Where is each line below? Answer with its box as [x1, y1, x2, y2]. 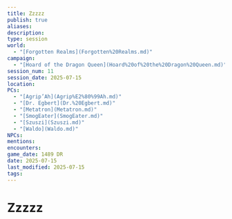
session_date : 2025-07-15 [7, 74, 81, 81]
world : [7, 42, 26, 49]
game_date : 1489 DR [7, 151, 64, 158]
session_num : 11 [7, 67, 54, 74]
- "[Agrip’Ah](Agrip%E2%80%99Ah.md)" [13, 94, 122, 101]
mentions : [7, 138, 36, 145]
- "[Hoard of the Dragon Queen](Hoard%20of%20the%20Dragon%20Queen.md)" [13, 61, 227, 68]
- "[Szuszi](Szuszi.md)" [13, 118, 85, 126]
